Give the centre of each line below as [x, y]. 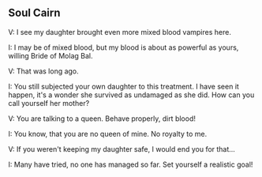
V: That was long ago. [43, 71]
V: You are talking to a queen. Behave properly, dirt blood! [102, 119]
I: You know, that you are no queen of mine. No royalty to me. [108, 134]
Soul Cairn [34, 13]
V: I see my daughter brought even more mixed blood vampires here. [120, 32]
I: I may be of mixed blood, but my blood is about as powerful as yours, [124, 47]
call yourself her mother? [49, 103]
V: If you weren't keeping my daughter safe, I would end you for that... [122, 149]
